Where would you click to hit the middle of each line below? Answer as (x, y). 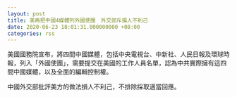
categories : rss (31, 33)
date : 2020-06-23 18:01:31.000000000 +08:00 (74, 27)
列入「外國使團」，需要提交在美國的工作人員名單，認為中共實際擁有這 (120, 63)
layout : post (26, 14)
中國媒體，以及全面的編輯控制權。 (63, 72)
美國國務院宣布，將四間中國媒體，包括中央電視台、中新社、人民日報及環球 (115, 54)
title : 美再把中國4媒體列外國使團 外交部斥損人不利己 (78, 20)
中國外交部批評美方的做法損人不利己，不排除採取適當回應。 (94, 87)
